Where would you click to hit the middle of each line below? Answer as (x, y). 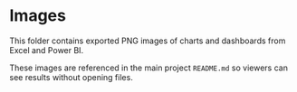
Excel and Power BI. (47, 50)
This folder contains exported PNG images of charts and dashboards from (148, 41)
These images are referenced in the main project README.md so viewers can (148, 68)
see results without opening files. (71, 77)
